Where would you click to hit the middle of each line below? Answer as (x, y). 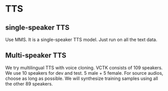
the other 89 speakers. (29, 83)
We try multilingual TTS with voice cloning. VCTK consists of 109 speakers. (84, 67)
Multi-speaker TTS (36, 55)
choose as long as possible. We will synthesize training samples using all (82, 78)
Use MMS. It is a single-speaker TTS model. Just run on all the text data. (81, 39)
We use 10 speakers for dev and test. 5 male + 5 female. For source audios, (84, 73)
